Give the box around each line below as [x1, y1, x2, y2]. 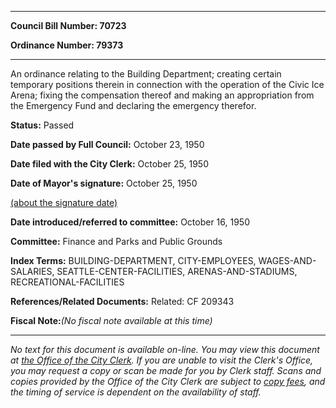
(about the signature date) [10, 197, 118, 208]
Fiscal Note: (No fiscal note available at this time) [10, 315, 213, 326]
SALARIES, [10, 266, 55, 277]
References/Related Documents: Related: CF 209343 [10, 296, 235, 307]
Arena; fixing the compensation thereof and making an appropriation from [10, 89, 315, 101]
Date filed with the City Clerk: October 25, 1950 [10, 158, 209, 170]
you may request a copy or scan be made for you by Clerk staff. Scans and [10, 365, 322, 376]
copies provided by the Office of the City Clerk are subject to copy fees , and [10, 376, 326, 387]
